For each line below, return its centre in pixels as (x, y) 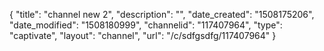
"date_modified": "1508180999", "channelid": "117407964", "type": (146, 25)
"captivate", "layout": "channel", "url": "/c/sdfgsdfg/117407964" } (143, 35)
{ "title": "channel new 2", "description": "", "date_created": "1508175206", (162, 14)
